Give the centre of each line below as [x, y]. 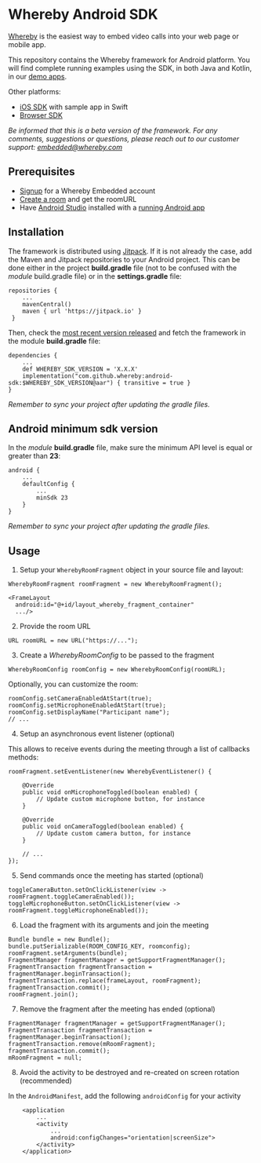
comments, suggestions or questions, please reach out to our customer [124, 138]
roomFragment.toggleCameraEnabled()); [71, 897]
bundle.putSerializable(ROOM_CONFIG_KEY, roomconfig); [100, 947]
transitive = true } [158, 382]
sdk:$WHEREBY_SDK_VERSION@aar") [61, 382]
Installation [36, 232]
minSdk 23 [52, 498]
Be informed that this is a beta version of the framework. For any [113, 130]
